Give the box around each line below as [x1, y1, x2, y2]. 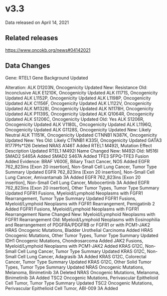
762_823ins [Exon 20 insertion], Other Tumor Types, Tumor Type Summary [5, 185, 160, 191]
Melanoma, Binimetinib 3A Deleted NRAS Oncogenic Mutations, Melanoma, [5, 269, 160, 275]
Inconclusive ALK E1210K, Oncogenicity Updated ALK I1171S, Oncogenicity [5, 90, 158, 96]
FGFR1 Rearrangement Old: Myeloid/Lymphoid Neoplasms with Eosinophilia [5, 216, 161, 222]
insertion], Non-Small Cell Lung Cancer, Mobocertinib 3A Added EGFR [5, 180, 150, 186]
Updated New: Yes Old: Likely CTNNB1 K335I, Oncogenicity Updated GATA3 [5, 137, 162, 143]
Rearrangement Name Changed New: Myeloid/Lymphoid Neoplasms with [5, 211, 156, 217]
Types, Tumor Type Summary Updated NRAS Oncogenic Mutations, [5, 264, 145, 270]
